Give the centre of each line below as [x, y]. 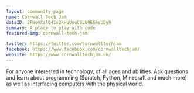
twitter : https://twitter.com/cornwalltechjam [64, 44]
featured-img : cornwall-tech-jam [47, 33]
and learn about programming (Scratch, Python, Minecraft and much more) [97, 77]
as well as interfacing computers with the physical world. [75, 84]
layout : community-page [35, 11]
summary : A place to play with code [51, 28]
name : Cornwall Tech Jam [36, 17]
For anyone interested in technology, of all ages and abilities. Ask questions [97, 71]
